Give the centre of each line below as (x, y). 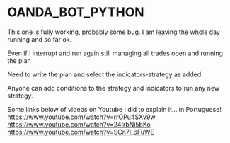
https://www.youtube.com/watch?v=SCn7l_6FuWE (81, 132)
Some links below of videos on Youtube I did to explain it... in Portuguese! (114, 109)
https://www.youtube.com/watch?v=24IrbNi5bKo (79, 124)
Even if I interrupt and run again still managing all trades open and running (115, 53)
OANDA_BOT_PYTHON (76, 12)
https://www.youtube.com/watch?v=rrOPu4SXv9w (81, 117)
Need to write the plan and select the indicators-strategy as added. (105, 74)
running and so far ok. (40, 39)
